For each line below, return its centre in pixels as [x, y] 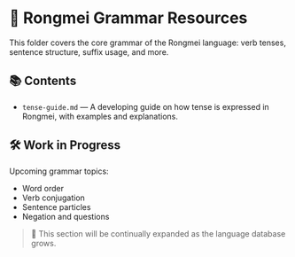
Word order [43, 188]
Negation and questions [66, 216]
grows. [43, 243]
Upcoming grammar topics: [59, 171]
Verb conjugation [54, 198]
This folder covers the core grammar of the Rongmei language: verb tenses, [147, 43]
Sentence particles [56, 206]
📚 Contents [43, 81]
